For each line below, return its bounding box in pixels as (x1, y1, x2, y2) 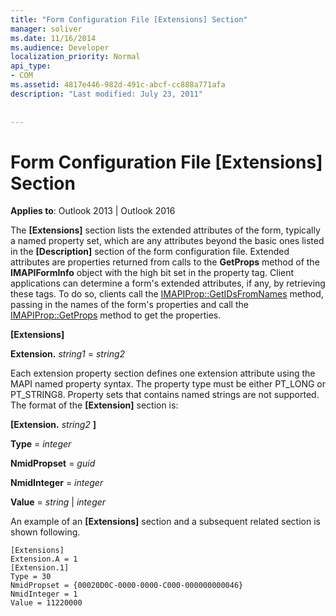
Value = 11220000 (10, 598, 83, 608)
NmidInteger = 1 (10, 589, 78, 600)
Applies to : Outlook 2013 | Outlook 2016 (10, 205, 176, 217)
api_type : (10, 61, 52, 71)
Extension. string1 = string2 (10, 348, 126, 360)
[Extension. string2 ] (10, 419, 97, 431)
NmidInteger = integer (10, 477, 104, 489)
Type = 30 (10, 572, 52, 582)
